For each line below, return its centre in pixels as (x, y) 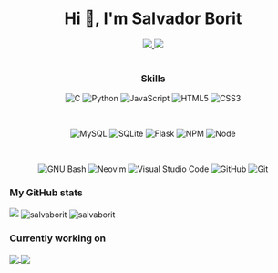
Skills (153, 79)
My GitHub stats (46, 193)
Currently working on (58, 238)
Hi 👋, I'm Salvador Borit (153, 19)
